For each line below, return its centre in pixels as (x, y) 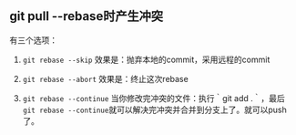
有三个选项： (33, 40)
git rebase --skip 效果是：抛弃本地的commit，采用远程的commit (146, 59)
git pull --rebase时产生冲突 (87, 16)
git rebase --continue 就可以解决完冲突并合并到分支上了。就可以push (154, 109)
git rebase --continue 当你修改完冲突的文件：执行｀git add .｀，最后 (153, 98)
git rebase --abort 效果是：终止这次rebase (105, 78)
